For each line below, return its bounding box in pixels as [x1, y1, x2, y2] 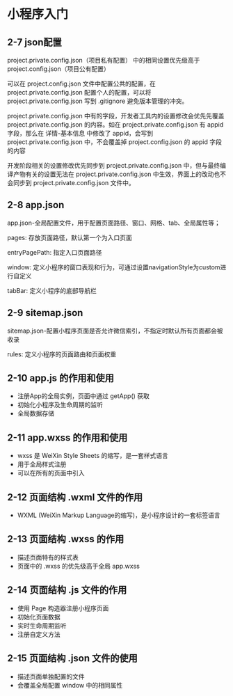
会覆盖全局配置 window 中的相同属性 [17, 681, 123, 689]
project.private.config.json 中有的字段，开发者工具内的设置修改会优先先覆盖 [7, 112, 225, 120]
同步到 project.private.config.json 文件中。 [13, 179, 136, 187]
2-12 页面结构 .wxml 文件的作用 [7, 491, 143, 503]
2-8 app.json [7, 199, 65, 211]
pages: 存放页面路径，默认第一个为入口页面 [7, 233, 132, 242]
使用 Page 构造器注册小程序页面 [17, 603, 109, 612]
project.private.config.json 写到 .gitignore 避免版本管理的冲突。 [7, 97, 188, 105]
